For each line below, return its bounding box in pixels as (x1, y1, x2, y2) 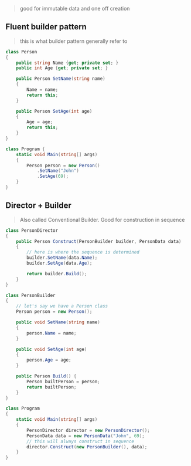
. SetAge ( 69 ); (36, 173, 69, 180)
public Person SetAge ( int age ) (16, 108, 93, 114)
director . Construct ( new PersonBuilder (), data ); (26, 444, 148, 450)
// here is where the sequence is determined (26, 249, 140, 255)
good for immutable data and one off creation (19, 5, 130, 12)
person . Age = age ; (26, 357, 71, 363)
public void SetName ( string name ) (16, 319, 100, 325)
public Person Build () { (16, 373, 77, 379)
